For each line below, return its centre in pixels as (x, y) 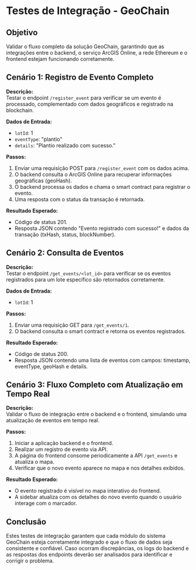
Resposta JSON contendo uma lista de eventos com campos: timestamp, (102, 360)
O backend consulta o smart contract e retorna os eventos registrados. (100, 331)
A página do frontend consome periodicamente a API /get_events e (96, 456)
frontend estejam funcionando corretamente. (60, 59)
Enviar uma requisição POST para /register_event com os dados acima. (102, 168)
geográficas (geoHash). (43, 181)
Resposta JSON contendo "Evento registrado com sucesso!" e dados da (102, 228)
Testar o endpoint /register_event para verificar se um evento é (84, 97)
